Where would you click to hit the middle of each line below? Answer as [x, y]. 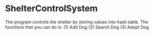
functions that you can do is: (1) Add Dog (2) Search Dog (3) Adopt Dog [77, 27]
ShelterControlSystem [51, 9]
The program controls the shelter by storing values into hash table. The [77, 22]
